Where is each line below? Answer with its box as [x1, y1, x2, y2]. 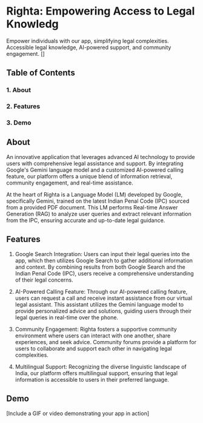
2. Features [6, 102, 41, 110]
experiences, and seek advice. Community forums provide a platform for [15, 338, 197, 345]
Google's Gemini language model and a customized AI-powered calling [6, 166, 184, 174]
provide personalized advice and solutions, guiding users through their [15, 307, 192, 314]
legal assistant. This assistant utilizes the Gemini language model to [15, 300, 184, 308]
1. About [6, 86, 32, 95]
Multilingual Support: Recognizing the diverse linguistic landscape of [15, 363, 187, 370]
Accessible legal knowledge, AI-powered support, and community [6, 44, 171, 51]
